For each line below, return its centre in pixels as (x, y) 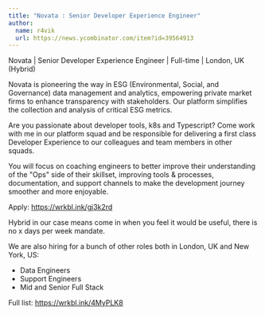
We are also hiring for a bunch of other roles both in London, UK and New (129, 246)
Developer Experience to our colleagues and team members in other (120, 142)
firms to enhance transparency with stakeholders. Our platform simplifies (128, 101)
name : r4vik (35, 30)
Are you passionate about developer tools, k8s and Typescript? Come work (132, 125)
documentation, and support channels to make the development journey (127, 183)
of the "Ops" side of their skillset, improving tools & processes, (111, 175)
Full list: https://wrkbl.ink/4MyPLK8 (66, 303)
